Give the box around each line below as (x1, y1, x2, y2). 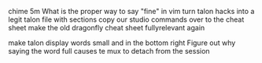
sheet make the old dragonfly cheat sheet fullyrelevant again (8, 23, 205, 32)
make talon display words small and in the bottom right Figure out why (8, 38, 236, 47)
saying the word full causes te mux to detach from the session (8, 47, 210, 55)
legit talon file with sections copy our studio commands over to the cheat (8, 15, 245, 24)
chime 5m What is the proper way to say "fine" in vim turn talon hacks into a (8, 7, 255, 16)
